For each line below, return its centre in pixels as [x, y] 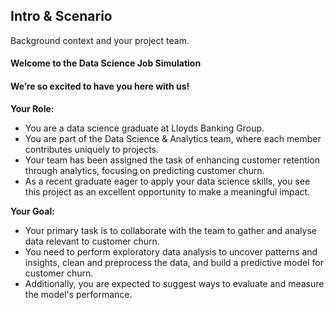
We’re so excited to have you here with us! [100, 86]
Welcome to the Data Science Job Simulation [106, 63]
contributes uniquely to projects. [92, 149]
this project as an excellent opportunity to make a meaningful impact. [167, 191]
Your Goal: [32, 211]
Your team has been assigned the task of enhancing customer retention [172, 160]
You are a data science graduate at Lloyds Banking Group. [144, 128]
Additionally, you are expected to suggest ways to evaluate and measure [174, 283]
